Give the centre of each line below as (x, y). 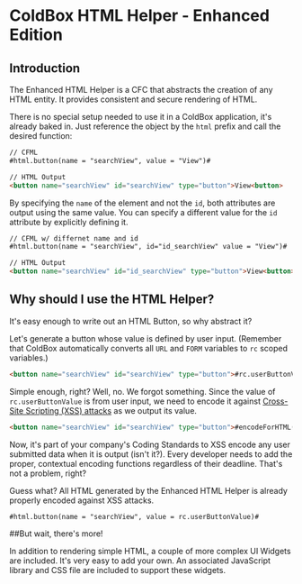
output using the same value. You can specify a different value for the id (143, 212)
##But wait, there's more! (56, 534)
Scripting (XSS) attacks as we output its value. (111, 410)
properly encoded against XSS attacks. (82, 500)
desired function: (41, 136)
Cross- (275, 401)
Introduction (45, 68)
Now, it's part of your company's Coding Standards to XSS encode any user (150, 444)
